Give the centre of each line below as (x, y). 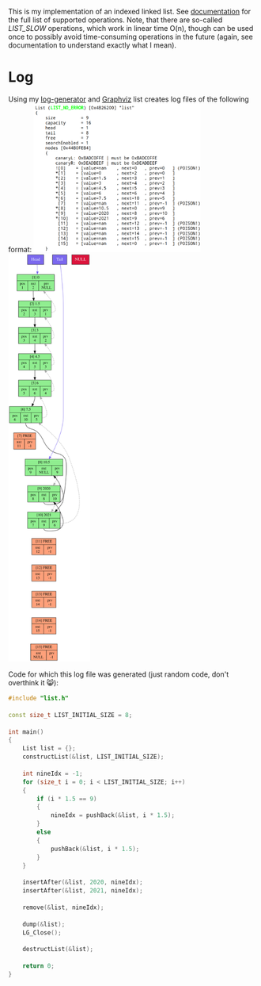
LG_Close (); (42, 932)
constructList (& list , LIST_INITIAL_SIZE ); (93, 757)
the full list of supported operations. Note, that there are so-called (115, 20)
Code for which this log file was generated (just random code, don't (119, 674)
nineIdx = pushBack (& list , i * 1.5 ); (113, 815)
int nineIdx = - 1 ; (53, 773)
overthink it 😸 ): (34, 683)
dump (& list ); (44, 924)
